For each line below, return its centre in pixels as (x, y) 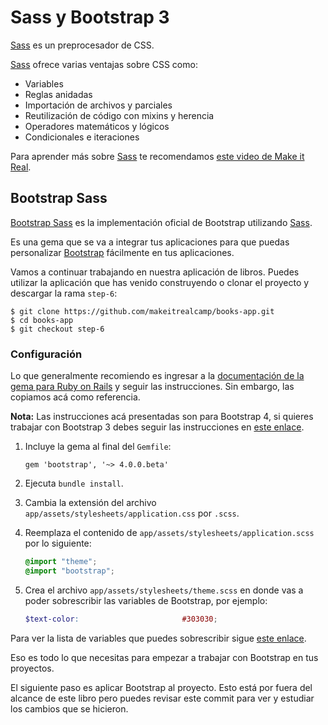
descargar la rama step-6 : (64, 293)
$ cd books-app (42, 320)
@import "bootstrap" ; (70, 571)
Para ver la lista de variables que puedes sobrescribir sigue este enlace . (158, 638)
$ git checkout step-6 (57, 329)
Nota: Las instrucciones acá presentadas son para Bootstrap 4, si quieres (162, 417)
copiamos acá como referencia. (75, 397)
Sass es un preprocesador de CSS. (82, 45)
